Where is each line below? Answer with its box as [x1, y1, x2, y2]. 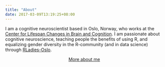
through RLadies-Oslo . [5, 47, 52, 53]
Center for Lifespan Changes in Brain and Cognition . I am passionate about [5, 31, 160, 37]
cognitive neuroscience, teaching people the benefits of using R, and [5, 36, 148, 42]
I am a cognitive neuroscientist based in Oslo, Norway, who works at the [5, 25, 154, 31]
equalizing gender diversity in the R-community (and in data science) [5, 41, 148, 47]
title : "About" [5, 7, 37, 12]
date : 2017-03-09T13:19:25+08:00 [5, 12, 75, 17]
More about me [68, 56, 100, 62]
